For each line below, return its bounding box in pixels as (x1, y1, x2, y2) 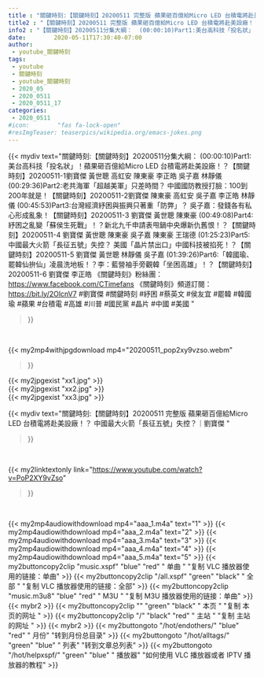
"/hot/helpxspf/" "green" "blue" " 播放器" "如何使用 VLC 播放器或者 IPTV (8, 650, 243, 660)
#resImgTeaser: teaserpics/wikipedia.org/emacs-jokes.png (8, 128, 202, 136)
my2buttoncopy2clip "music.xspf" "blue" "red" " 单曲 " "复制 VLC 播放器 (8, 561, 244, 571)
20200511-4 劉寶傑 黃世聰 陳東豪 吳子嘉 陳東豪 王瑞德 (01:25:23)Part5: (21, 230, 251, 239)
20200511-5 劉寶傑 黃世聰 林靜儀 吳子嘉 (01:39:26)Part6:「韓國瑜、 (35, 250, 254, 259)
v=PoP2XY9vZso (8, 473, 64, 483)
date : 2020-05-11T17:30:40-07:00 (8, 33, 143, 42)
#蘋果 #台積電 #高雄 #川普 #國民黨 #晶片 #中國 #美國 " (16, 298, 195, 308)
